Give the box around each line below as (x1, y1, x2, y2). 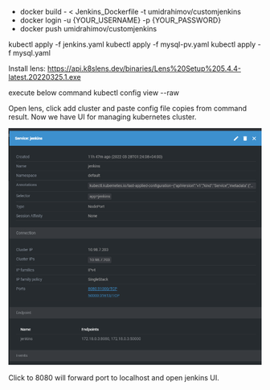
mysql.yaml (13, 48, 51, 57)
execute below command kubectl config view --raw (8, 88, 179, 97)
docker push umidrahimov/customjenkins (19, 24, 157, 33)
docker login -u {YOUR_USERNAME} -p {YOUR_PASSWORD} (19, 15, 222, 25)
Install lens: (8, 64, 46, 73)
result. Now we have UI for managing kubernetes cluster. (8, 112, 197, 122)
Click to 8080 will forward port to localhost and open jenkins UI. (8, 373, 219, 383)
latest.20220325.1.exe (8, 73, 82, 81)
